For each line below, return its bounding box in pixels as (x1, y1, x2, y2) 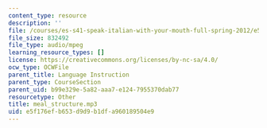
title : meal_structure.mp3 (8, 100, 98, 108)
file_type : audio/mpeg (8, 41, 83, 49)
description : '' (8, 19, 62, 27)
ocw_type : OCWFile (8, 64, 69, 72)
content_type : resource (8, 11, 87, 20)
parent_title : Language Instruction (8, 71, 130, 79)
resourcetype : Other (8, 93, 77, 101)
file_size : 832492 (8, 33, 69, 42)
